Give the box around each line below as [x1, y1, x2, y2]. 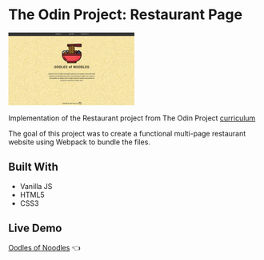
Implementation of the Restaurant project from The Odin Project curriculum [8, 113, 256, 123]
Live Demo [8, 222, 62, 235]
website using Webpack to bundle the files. [8, 137, 150, 147]
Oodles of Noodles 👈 [8, 243, 81, 253]
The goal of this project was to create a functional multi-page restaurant [8, 128, 246, 138]
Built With [8, 160, 58, 174]
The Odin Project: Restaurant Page [8, 6, 242, 24]
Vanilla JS [19, 181, 53, 191]
